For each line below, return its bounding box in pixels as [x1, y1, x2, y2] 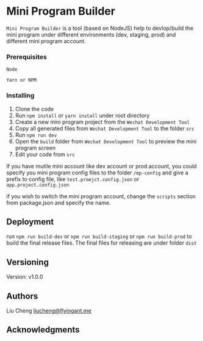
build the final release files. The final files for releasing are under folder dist [6, 239, 197, 246]
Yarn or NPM [6, 77, 37, 84]
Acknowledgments [6, 325, 80, 335]
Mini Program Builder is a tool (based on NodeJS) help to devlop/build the [6, 24, 194, 32]
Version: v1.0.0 [6, 273, 44, 281]
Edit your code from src [15, 151, 75, 158]
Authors [6, 291, 38, 301]
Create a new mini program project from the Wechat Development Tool [15, 118, 190, 126]
